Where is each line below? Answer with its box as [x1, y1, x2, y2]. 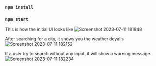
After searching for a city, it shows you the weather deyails [5, 36, 124, 42]
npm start [5, 16, 28, 22]
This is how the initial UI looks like [5, 27, 74, 33]
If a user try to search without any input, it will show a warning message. [5, 51, 152, 57]
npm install [5, 4, 34, 10]
